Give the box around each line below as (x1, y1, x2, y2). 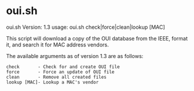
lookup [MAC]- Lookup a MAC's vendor (6, 79, 99, 85)
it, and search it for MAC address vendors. (6, 41, 109, 48)
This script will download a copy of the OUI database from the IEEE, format (6, 35, 188, 42)
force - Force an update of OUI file (6, 69, 115, 75)
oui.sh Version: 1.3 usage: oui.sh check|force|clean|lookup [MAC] (6, 23, 165, 31)
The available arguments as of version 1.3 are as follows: (6, 52, 143, 59)
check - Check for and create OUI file (6, 63, 120, 70)
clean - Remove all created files (6, 74, 107, 80)
